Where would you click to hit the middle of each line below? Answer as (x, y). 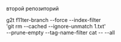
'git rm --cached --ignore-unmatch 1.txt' (56, 26)
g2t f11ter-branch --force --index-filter (54, 20)
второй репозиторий (33, 9)
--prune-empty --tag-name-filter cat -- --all (60, 33)
